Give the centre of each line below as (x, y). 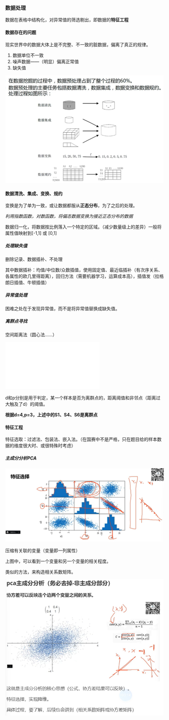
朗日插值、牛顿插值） (27, 283)
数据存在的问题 (21, 32)
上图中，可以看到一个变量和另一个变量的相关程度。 (58, 561)
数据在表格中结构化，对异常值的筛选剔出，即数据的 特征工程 (67, 20)
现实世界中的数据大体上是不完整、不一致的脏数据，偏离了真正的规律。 (78, 44)
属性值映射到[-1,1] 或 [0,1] (31, 233)
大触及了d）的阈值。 (26, 404)
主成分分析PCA (21, 458)
